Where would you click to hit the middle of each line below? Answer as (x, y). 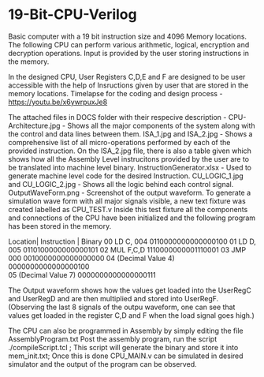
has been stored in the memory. (60, 226)
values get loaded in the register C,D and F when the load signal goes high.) (131, 315)
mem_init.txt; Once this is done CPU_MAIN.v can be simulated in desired (126, 356)
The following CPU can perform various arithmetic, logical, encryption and (129, 44)
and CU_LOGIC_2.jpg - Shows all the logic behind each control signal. (121, 184)
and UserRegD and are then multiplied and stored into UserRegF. (113, 298)
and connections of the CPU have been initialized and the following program (132, 218)
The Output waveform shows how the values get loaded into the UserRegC (130, 290)
